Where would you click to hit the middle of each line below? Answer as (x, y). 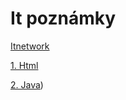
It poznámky (63, 18)
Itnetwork (30, 46)
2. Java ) (27, 84)
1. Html (24, 65)
